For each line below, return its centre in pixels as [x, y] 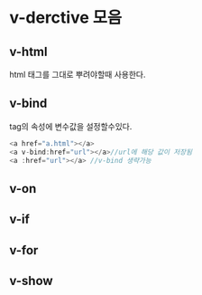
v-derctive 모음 [66, 18]
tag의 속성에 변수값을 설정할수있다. [71, 126]
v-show [31, 281]
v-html [28, 51]
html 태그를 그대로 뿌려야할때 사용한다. [78, 74]
